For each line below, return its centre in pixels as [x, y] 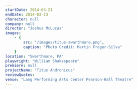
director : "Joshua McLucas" [35, 28]
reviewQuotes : [20, 75]
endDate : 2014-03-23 [27, 14]
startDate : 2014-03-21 [29, 10]
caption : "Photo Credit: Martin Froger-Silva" [73, 47]
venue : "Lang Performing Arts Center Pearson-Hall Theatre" [70, 79]
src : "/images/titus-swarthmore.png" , [64, 42]
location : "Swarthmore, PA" [35, 56]
